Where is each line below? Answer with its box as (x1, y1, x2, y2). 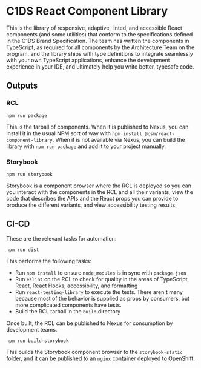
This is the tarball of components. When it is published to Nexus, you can (6, 123, 189, 130)
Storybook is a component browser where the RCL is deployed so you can (6, 182, 192, 189)
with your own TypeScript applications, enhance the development (6, 56, 171, 64)
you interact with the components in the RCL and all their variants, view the (6, 188, 194, 195)
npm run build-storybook (6, 338, 69, 344)
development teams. (6, 326, 58, 333)
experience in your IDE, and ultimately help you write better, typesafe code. (6, 62, 194, 70)
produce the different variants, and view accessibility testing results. (6, 201, 177, 209)
